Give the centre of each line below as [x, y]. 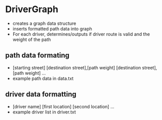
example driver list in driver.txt [44, 112]
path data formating [37, 55]
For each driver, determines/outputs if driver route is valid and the [81, 34]
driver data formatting [41, 94]
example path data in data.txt [43, 78]
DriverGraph [32, 9]
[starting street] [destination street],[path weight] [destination [77, 67]
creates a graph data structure [44, 23]
